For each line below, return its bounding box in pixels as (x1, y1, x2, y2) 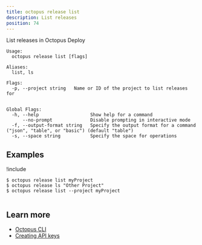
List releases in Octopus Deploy (6, 37, 86, 44)
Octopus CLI (15, 226, 47, 233)
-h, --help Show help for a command (11, 112, 153, 118)
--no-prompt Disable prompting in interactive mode (22, 117, 191, 123)
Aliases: (6, 64, 28, 70)
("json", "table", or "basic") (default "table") (6, 128, 134, 134)
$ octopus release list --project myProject (6, 188, 120, 194)
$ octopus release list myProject (6, 177, 94, 183)
